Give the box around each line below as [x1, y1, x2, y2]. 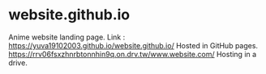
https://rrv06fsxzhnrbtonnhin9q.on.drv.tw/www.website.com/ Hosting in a [8, 49, 257, 59]
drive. [8, 58, 28, 68]
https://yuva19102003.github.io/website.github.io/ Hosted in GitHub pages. [8, 40, 258, 50]
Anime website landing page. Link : [8, 32, 126, 42]
